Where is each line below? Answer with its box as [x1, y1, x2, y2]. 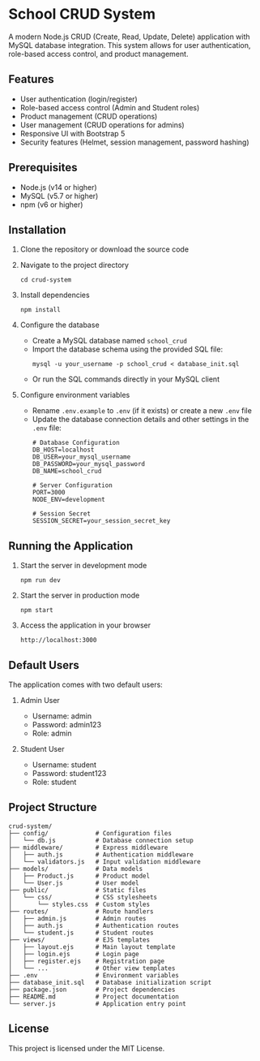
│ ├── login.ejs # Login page [8, 950, 139, 958]
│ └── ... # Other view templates [8, 964, 176, 973]
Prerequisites [8, 161, 78, 175]
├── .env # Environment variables [8, 971, 180, 979]
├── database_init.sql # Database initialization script [8, 978, 212, 986]
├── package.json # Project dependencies [8, 986, 176, 994]
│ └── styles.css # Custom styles [8, 900, 151, 908]
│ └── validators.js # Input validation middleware [8, 857, 201, 865]
